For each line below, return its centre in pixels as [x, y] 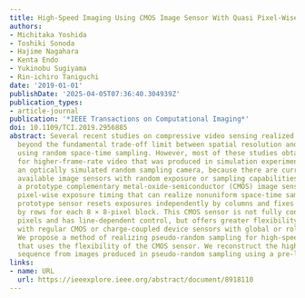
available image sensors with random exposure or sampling [132, 178]
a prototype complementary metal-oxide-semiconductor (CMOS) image [148, 187]
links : [22, 263]
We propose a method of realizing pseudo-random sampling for [138, 237]
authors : [26, 26]
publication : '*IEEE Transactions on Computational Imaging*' [129, 119]
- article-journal [44, 111]
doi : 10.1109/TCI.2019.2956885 [69, 128]
